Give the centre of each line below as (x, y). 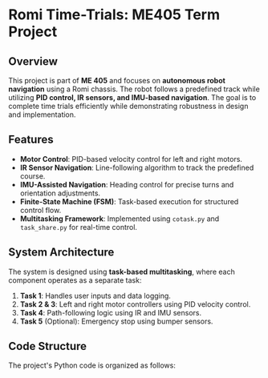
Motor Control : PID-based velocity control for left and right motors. (131, 159)
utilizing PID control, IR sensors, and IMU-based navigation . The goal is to (132, 97)
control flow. (41, 210)
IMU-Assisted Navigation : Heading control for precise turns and (127, 184)
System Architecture (61, 253)
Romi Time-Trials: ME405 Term (114, 15)
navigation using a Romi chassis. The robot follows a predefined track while (134, 89)
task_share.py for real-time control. (79, 227)
